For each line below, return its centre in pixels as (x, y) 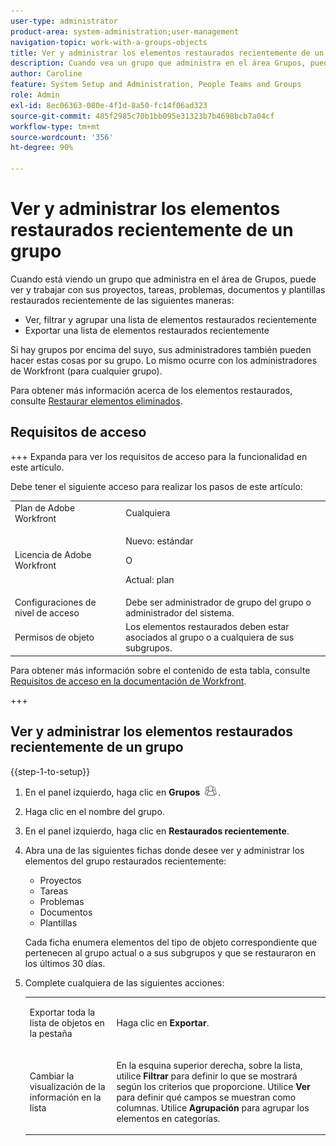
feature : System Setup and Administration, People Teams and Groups (156, 85)
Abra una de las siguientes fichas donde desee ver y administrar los (164, 850)
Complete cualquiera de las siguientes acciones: (124, 982)
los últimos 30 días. (65, 963)
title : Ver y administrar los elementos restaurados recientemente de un (167, 53)
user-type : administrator (64, 21)
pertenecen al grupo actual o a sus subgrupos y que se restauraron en (170, 952)
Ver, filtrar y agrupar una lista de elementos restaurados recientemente (170, 319)
